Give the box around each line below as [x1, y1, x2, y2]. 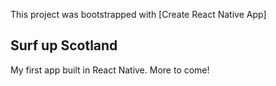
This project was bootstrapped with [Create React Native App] [10, 9, 267, 20]
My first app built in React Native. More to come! [10, 64, 210, 76]
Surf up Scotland [10, 37, 118, 54]
